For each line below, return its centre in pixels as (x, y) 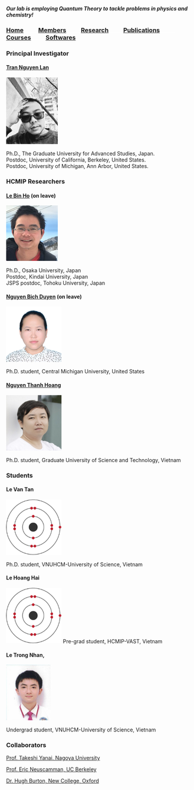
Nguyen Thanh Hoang (34, 385)
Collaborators (26, 745)
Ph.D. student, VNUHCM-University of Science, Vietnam (75, 564)
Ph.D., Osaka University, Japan (44, 270)
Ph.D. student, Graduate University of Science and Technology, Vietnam (93, 460)
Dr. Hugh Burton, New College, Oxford (52, 781)
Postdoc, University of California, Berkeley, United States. (76, 160)
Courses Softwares (41, 37)
